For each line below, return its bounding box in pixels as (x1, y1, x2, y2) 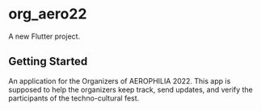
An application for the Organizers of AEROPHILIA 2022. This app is (8, 76, 231, 85)
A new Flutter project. (8, 31, 81, 41)
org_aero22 (8, 5, 87, 23)
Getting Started (8, 55, 88, 68)
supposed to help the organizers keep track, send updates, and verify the (8, 84, 253, 94)
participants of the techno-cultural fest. (8, 93, 140, 103)
